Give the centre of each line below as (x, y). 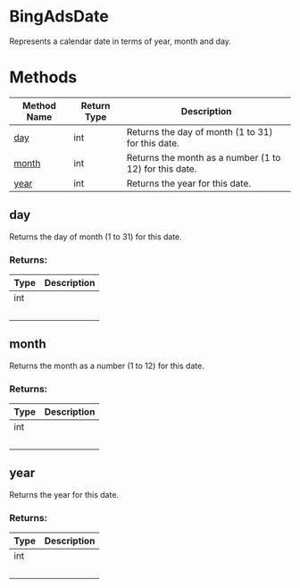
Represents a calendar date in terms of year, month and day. (121, 41)
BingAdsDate (59, 17)
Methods (43, 77)
